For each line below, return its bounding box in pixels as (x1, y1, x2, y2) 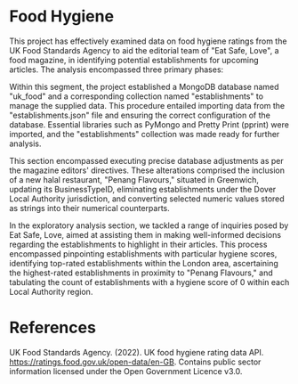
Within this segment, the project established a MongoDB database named (9, 81, 279, 92)
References (9, 318, 96, 338)
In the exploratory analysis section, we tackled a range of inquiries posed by (9, 220, 289, 231)
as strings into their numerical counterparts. (9, 202, 171, 213)
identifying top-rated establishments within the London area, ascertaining (9, 257, 278, 268)
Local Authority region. (9, 286, 93, 297)
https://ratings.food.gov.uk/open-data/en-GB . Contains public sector (9, 356, 262, 367)
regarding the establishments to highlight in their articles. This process (9, 239, 268, 249)
